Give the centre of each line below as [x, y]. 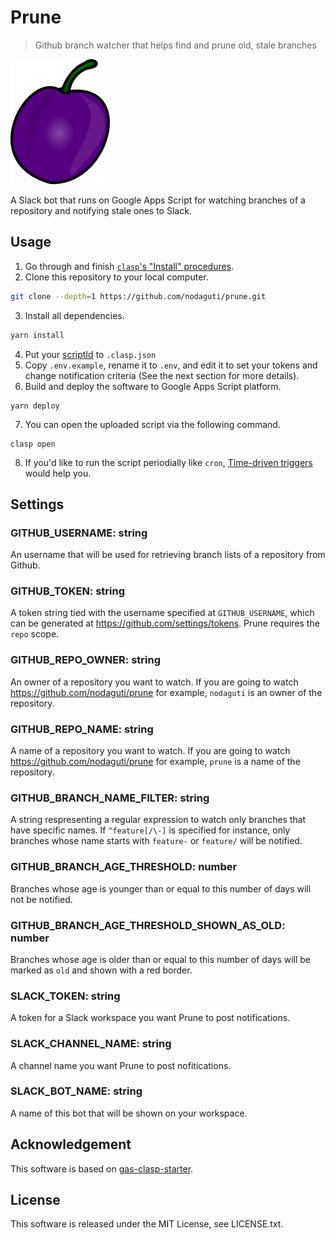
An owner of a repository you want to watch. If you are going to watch [154, 682]
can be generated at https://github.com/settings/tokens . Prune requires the [165, 623]
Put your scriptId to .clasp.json [90, 354]
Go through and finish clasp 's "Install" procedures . [129, 266]
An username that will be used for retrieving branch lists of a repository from [168, 555]
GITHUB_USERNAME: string [79, 533]
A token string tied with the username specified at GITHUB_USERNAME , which [162, 613]
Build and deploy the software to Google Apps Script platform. [153, 386]
